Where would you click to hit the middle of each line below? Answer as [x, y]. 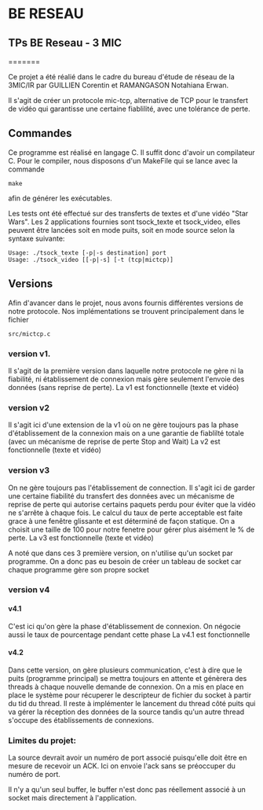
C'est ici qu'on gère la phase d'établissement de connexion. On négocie [124, 626]
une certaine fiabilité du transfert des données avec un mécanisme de [122, 495]
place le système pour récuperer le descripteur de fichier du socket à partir [130, 695]
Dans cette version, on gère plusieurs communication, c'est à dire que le [125, 670]
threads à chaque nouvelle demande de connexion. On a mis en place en [126, 687]
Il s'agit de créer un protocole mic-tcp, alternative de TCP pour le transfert [128, 100]
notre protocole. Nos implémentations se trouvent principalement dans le [126, 311]
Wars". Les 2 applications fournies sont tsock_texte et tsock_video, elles [124, 222]
